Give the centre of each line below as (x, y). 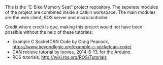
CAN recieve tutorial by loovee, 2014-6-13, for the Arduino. (72, 52)
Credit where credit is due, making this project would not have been (74, 27)
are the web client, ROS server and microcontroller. (57, 17)
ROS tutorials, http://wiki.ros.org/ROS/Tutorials (59, 57)
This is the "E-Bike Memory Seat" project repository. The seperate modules (82, 7)
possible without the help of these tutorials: (49, 32)
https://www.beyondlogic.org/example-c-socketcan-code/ (72, 47)
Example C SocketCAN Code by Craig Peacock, (61, 42)
